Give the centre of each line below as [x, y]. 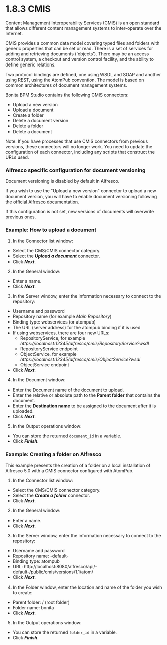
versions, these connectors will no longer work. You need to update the [79, 146]
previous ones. [21, 217]
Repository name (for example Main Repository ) [62, 316]
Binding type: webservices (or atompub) [54, 322]
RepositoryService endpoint [49, 349]
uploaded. [23, 411]
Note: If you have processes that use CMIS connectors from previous [77, 141]
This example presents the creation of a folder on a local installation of [78, 465]
